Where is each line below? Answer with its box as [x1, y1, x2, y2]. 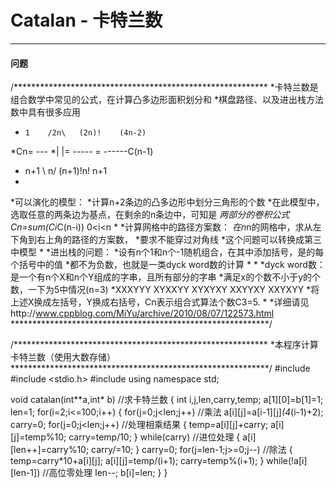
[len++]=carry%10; [10, 444, 90, 456]
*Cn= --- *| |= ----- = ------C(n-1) [10, 146, 154, 158]
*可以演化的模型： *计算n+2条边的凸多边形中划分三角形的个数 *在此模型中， [10, 196, 325, 208]
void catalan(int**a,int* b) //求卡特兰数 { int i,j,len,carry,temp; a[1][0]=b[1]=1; [10, 394, 324, 406]
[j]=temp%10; [10, 431, 67, 443]
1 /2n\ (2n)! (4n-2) [24, 128, 147, 138]
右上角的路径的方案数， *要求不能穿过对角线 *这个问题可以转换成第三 [36, 234, 322, 246]
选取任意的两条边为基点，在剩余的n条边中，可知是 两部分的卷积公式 [10, 209, 290, 221]
